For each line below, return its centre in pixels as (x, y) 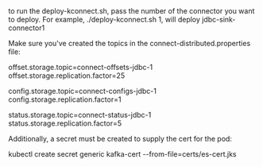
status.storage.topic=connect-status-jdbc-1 (80, 115)
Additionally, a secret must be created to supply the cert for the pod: (120, 139)
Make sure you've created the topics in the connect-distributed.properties (130, 44)
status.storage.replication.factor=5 (65, 123)
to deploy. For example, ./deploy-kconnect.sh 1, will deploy (104, 20)
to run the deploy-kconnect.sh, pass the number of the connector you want (131, 11)
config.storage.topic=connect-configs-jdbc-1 (83, 91)
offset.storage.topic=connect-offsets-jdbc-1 (81, 68)
